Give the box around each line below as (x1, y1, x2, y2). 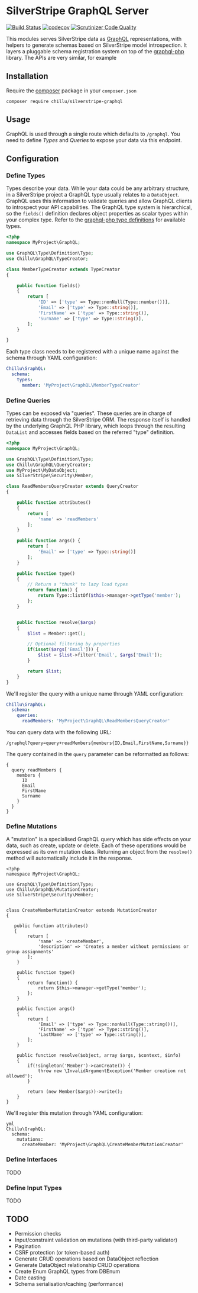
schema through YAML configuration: (6, 354, 98, 362)
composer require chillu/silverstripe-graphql (6, 98, 123, 104)
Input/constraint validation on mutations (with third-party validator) (14, 1236, 178, 1243)
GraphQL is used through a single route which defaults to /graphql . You (6, 130, 180, 137)
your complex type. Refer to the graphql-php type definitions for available (6, 216, 186, 223)
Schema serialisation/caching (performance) (14, 1280, 124, 1287)
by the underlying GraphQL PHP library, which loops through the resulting (6, 422, 186, 430)
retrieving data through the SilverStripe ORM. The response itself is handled (6, 416, 191, 423)
